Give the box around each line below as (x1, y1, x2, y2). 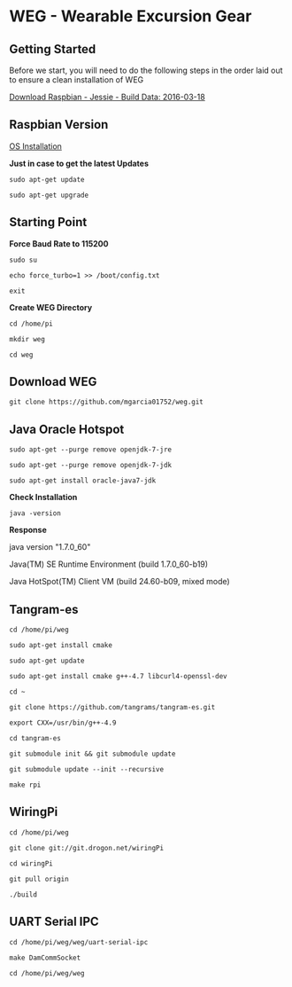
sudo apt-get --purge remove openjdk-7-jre (9, 445, 173, 454)
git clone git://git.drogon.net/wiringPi (9, 843, 165, 852)
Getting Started (9, 42, 96, 57)
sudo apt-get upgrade (9, 191, 89, 200)
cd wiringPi (9, 858, 53, 868)
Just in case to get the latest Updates (9, 158, 149, 168)
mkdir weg (9, 334, 46, 343)
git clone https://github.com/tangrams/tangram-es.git (9, 703, 216, 712)
